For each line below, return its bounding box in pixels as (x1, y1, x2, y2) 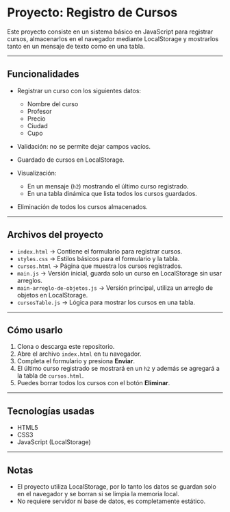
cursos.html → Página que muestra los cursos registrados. (16, 262, 183, 270)
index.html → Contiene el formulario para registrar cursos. (16, 247, 183, 255)
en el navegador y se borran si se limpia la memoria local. (16, 490, 180, 498)
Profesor (27, 107, 52, 115)
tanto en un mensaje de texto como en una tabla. (7, 42, 145, 50)
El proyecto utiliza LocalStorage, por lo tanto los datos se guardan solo (16, 483, 217, 491)
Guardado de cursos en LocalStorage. (16, 156, 125, 164)
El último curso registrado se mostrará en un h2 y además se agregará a (16, 365, 220, 373)
